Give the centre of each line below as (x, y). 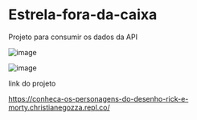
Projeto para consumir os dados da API (73, 37)
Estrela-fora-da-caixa (83, 15)
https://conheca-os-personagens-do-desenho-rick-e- (98, 98)
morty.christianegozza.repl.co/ (59, 107)
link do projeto (32, 83)
